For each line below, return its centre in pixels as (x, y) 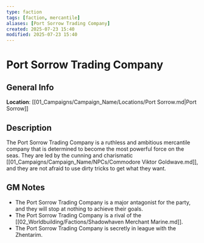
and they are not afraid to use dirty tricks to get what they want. (86, 168)
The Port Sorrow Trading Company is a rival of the (78, 215)
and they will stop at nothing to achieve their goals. (79, 209)
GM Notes (26, 188)
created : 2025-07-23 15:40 (40, 29)
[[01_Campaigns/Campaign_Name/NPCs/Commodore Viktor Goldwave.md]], (102, 162)
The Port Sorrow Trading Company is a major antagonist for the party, (103, 202)
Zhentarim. (29, 234)
